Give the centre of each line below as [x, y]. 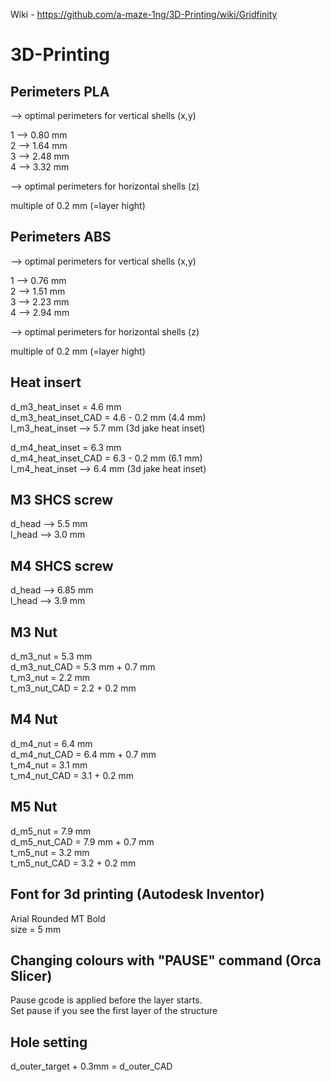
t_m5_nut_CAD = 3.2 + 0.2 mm [73, 863]
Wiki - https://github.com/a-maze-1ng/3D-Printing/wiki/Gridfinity [144, 14]
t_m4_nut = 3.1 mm [49, 765]
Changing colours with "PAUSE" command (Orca [166, 960]
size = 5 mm [36, 929]
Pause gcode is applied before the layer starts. [106, 1000]
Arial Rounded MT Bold [58, 918]
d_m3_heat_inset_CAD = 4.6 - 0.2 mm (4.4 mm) [108, 417]
